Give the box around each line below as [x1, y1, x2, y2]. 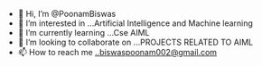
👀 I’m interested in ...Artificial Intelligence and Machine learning [17, 18, 253, 29]
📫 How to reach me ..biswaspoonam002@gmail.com [17, 47, 218, 57]
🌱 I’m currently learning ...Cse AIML [17, 28, 150, 37]
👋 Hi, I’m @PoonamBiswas [17, 9, 117, 19]
